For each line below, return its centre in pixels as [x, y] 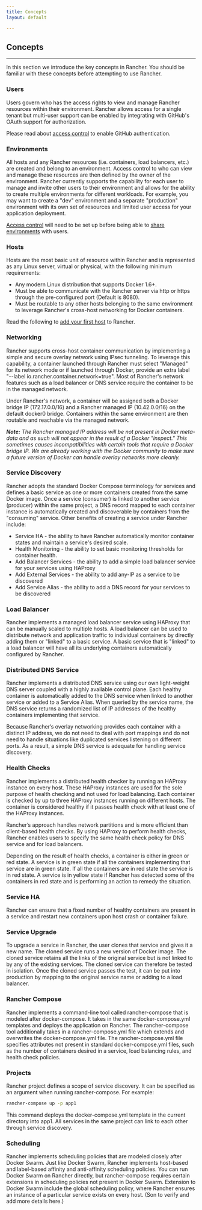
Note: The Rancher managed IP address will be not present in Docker [93, 431]
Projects [19, 1073]
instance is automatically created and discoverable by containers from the [98, 511]
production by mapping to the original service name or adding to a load [94, 977]
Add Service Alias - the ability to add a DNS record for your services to [103, 587]
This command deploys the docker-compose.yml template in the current [96, 1115]
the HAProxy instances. [35, 813]
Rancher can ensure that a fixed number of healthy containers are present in [101, 910]
